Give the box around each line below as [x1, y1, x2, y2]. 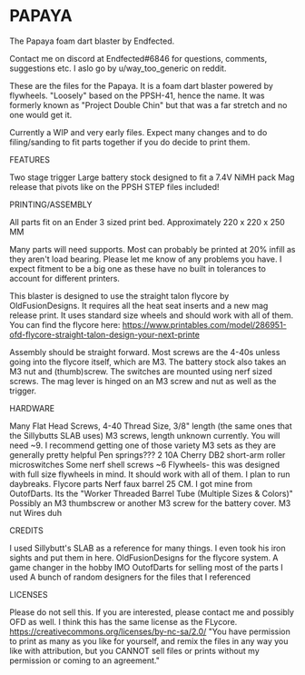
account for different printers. [9, 273, 121, 283]
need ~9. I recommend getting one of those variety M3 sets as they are [9, 440, 277, 451]
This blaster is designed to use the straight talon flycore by [9, 290, 230, 301]
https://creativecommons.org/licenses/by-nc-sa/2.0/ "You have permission [9, 626, 290, 637]
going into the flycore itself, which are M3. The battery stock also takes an [9, 356, 287, 367]
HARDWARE [9, 402, 55, 413]
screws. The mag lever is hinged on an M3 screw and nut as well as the [9, 375, 277, 386]
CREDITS [9, 524, 44, 536]
